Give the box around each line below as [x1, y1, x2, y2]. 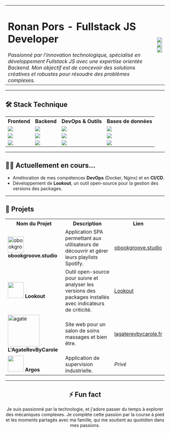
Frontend [8, 118, 30, 125]
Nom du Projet [16, 220, 52, 227]
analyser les [65, 281, 94, 288]
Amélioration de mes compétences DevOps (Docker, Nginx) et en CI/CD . [12, 174, 165, 181]
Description [72, 220, 102, 227]
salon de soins [65, 327, 100, 334]
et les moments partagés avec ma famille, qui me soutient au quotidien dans [6, 417, 164, 423]
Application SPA [65, 228, 103, 235]
